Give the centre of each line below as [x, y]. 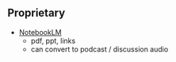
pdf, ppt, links [53, 41]
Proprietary [36, 13]
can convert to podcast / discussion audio [99, 49]
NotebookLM [40, 32]
